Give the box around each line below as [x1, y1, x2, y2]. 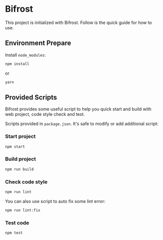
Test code [5, 219, 29, 226]
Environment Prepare [5, 39, 71, 47]
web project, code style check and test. [5, 111, 85, 117]
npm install [5, 61, 29, 66]
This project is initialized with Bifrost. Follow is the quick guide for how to [5, 20, 152, 25]
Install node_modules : [5, 52, 46, 58]
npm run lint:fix [5, 208, 41, 213]
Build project [5, 155, 36, 162]
